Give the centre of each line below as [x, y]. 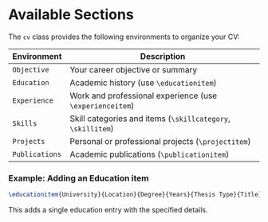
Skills [25, 123]
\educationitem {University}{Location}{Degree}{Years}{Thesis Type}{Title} [135, 195]
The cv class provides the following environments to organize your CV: [124, 37]
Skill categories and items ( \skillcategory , [150, 119]
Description [163, 56]
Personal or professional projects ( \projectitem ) [160, 141]
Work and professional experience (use [144, 95]
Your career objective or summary [134, 69]
